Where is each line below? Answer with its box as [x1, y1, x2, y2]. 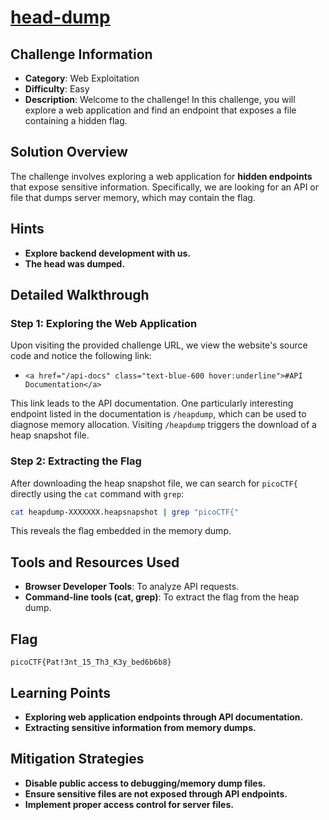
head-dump [10, 6, 111, 29]
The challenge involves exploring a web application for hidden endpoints [10, 170, 313, 182]
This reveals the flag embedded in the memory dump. [10, 525, 232, 537]
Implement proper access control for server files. [24, 798, 234, 810]
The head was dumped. [24, 257, 126, 270]
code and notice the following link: [10, 350, 152, 362]
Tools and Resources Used [10, 554, 180, 571]
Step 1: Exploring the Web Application [10, 316, 198, 330]
